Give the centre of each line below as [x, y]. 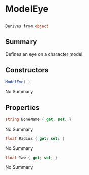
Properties [22, 108]
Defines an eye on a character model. [44, 54]
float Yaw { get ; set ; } [32, 158]
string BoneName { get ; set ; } [38, 119]
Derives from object [27, 26]
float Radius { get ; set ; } [35, 138]
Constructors [27, 70]
